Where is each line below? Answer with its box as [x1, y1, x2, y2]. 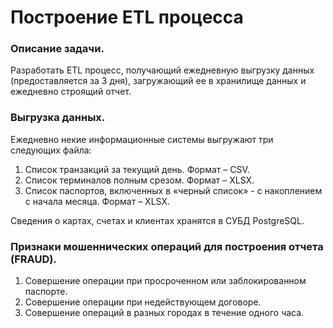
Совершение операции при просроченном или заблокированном [24, 275, 307, 287]
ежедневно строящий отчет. [10, 86, 132, 98]
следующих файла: [10, 144, 92, 156]
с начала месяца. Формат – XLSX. [24, 195, 171, 207]
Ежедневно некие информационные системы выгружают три [10, 133, 274, 145]
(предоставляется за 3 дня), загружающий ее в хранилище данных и [10, 75, 307, 87]
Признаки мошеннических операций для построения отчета [10, 239, 324, 253]
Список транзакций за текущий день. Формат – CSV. [24, 163, 250, 175]
